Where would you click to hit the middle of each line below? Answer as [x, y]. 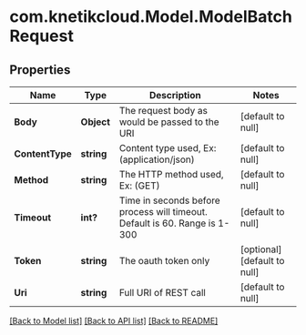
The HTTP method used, [172, 174]
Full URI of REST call [163, 293]
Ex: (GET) [139, 186]
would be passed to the [169, 122]
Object [96, 122]
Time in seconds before [169, 200]
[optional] [261, 249]
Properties [40, 70]
